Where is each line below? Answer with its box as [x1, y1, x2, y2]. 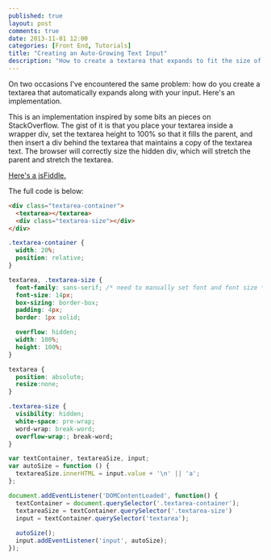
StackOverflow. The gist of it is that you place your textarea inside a [8, 120, 234, 130]
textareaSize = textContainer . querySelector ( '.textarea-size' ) [15, 507, 232, 515]
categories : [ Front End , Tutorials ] [8, 42, 131, 50]
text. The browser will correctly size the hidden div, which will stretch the [8, 146, 252, 156]
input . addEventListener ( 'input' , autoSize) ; [15, 537, 168, 545]
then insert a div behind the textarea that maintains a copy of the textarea [8, 137, 252, 147]
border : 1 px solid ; [15, 314, 81, 322]
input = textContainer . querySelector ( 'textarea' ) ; [15, 514, 190, 522]
